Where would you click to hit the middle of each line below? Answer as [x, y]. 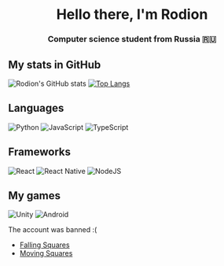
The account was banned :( [53, 230]
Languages [36, 108]
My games [35, 196]
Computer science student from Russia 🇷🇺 [132, 39]
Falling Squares [44, 245]
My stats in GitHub [55, 65]
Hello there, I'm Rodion [132, 15]
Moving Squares [46, 253]
